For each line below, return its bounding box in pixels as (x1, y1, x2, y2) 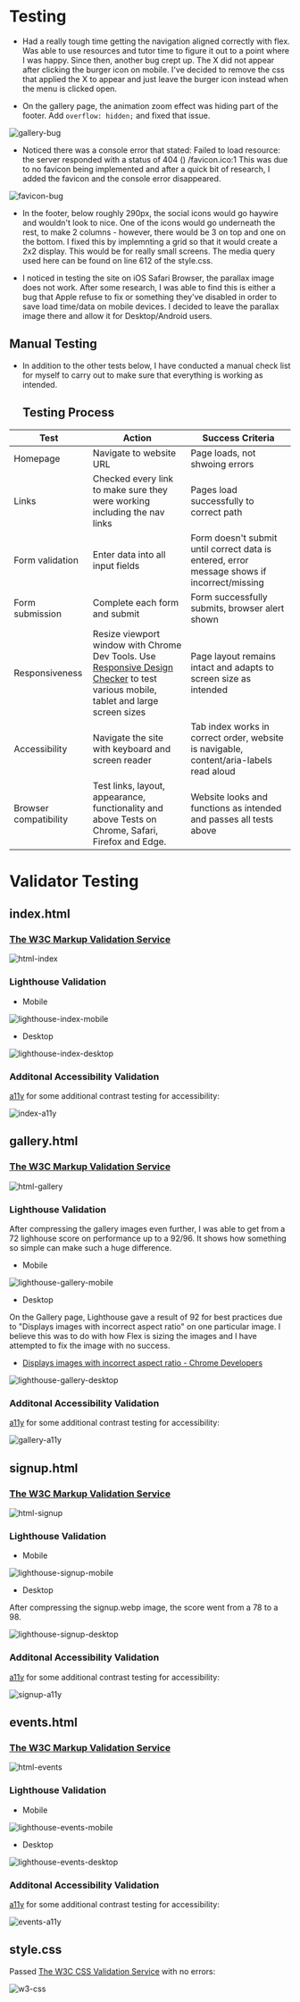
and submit (92, 607, 140, 620)
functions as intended (190, 801, 282, 814)
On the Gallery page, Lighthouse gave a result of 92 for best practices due (9, 1311, 283, 1323)
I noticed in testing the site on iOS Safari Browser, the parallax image (21, 272, 275, 283)
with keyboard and (92, 742, 171, 755)
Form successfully (190, 591, 268, 603)
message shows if (190, 565, 267, 577)
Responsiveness (13, 666, 83, 679)
